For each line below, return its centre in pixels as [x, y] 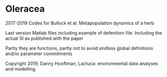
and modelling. [21, 69]
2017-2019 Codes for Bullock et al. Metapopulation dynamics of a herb [80, 23]
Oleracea [25, 9]
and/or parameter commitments [39, 54]
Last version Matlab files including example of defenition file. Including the [84, 33]
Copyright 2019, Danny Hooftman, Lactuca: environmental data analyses [82, 63]
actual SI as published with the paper [44, 38]
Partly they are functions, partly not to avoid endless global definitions [79, 48]
